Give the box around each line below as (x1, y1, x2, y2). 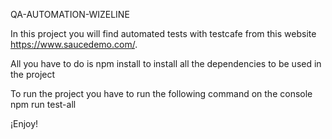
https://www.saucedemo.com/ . (10, 39, 138, 50)
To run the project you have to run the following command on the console (10, 88, 313, 99)
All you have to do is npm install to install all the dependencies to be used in (10, 58, 322, 69)
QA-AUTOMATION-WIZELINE (10, 9, 130, 20)
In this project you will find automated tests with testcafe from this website (10, 28, 317, 39)
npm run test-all (10, 99, 77, 110)
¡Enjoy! (10, 118, 39, 129)
